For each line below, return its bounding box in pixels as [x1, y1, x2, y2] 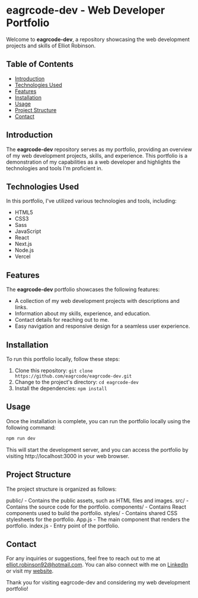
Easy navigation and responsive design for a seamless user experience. [14, 322, 190, 330]
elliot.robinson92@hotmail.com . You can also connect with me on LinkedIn [6, 561, 189, 568]
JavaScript [14, 228, 41, 235]
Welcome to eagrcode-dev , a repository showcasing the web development [6, 36, 190, 43]
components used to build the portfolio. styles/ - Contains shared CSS [6, 509, 178, 516]
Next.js [14, 241, 33, 248]
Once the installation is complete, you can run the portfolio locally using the [6, 417, 191, 424]
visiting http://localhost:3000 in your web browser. [6, 452, 130, 459]
